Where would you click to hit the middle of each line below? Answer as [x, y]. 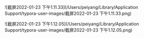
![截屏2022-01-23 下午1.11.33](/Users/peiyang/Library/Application [72, 7]
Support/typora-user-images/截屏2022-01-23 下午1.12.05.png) [69, 30]
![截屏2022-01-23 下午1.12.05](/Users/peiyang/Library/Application [72, 24]
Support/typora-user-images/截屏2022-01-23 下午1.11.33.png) [68, 13]
